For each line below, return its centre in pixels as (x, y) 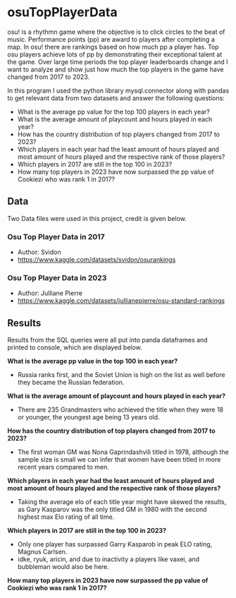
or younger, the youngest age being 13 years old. (88, 417)
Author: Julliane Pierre (50, 293)
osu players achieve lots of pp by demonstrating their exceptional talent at (115, 54)
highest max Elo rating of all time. (66, 517)
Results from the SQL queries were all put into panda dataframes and (107, 340)
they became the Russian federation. (71, 383)
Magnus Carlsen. (42, 552)
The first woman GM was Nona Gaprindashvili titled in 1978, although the (123, 452)
